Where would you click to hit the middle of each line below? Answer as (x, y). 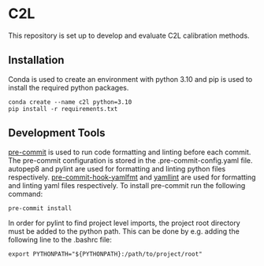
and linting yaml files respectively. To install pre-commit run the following (127, 185)
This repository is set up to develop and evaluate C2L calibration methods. (129, 35)
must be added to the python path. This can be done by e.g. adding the (124, 231)
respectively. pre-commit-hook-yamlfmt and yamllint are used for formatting (132, 177)
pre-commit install (40, 208)
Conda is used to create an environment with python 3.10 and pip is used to (130, 79)
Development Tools (57, 133)
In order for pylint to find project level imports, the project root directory (124, 223)
